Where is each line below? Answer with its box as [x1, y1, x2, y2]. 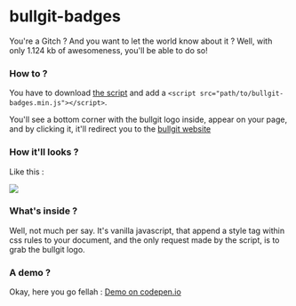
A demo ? [9, 266, 52, 278]
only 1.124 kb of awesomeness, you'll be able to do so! [9, 44, 209, 55]
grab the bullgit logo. [9, 244, 86, 254]
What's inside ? [9, 205, 78, 217]
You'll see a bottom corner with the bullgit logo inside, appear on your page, [9, 114, 287, 125]
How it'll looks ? [9, 146, 79, 158]
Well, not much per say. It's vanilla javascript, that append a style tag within [9, 225, 285, 236]
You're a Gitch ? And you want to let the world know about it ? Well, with [9, 36, 273, 46]
